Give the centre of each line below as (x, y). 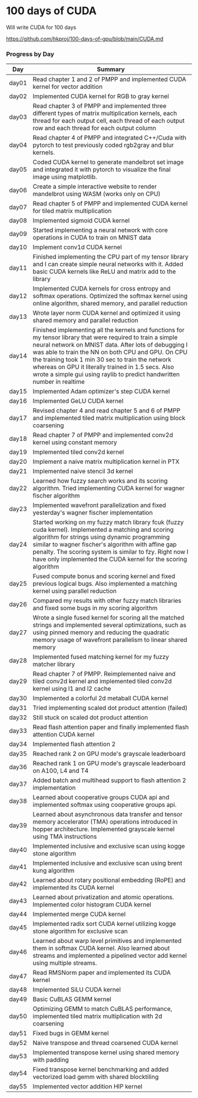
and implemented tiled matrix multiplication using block (109, 418)
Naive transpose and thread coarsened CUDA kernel (105, 1043)
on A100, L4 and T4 (61, 771)
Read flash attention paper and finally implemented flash (111, 727)
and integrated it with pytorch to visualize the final (102, 170)
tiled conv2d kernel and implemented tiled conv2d (102, 682)
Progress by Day (30, 54)
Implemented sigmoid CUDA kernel (81, 221)
